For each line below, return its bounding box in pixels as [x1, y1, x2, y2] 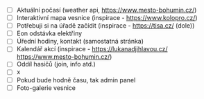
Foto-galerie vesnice [16, 83, 76, 92]
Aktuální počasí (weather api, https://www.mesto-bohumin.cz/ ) [16, 6, 197, 14]
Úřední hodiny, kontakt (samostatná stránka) [16, 37, 144, 46]
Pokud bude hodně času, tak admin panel [16, 75, 136, 84]
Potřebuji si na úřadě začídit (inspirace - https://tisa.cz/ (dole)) [16, 21, 195, 30]
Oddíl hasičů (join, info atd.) [16, 60, 96, 69]
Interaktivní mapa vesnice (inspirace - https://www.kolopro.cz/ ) [16, 14, 198, 22]
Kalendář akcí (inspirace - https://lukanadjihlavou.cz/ [16, 45, 168, 53]
